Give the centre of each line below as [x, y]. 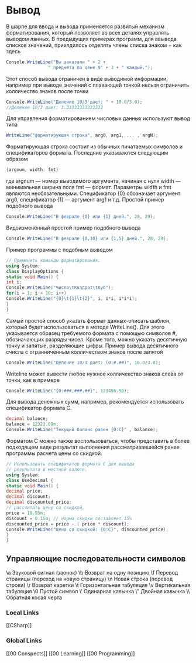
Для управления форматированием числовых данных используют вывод [98, 118]
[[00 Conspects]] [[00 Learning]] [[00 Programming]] [71, 653]
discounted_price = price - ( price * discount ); [68, 524]
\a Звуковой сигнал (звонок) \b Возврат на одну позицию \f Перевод [92, 573]
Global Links [24, 641]
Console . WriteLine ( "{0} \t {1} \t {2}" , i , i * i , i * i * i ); [72, 299]
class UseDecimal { [30, 480]
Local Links [23, 613]
